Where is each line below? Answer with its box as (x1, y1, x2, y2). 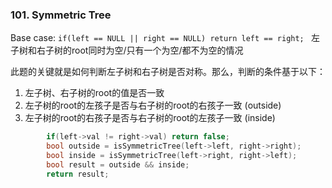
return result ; (46, 169, 110, 179)
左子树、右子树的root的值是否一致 (24, 87, 165, 99)
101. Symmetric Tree (10, 8, 112, 22)
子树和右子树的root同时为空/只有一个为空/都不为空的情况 (10, 44, 244, 57)
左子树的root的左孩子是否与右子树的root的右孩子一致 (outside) (24, 99, 282, 112)
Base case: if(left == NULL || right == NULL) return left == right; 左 (10, 32, 320, 44)
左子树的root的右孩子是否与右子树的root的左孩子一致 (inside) (24, 112, 276, 124)
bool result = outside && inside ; (46, 159, 190, 170)
